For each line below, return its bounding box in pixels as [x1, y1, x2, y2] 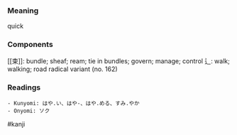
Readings [7, 82, 41, 92]
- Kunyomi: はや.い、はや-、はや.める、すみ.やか [7, 99, 140, 107]
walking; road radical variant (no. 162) [7, 65, 118, 73]
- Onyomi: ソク [7, 107, 50, 114]
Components [7, 40, 53, 50]
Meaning [7, 6, 39, 16]
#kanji [7, 119, 26, 128]
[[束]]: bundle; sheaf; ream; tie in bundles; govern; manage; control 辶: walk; [7, 56, 231, 65]
